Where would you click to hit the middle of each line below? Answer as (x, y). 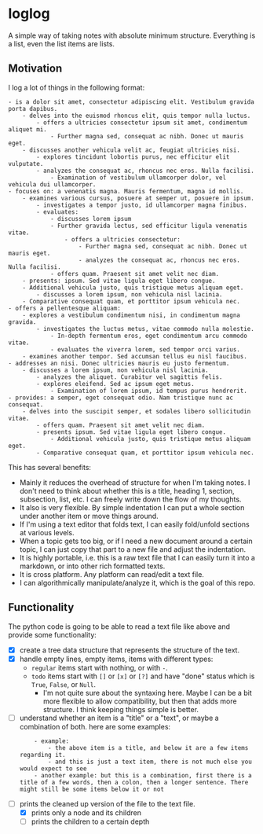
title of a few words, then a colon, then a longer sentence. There (134, 782)
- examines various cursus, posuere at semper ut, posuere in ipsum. (139, 198)
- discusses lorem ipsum (91, 219)
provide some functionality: (52, 634)
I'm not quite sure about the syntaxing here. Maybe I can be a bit (148, 693)
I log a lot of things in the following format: (77, 87)
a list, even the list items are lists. (62, 43)
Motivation (35, 69)
